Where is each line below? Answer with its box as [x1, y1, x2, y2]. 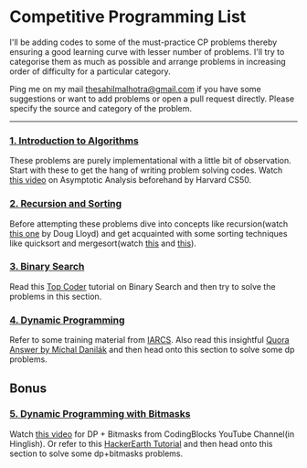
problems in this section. [9, 291, 102, 302]
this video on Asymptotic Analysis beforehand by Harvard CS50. [9, 175, 252, 186]
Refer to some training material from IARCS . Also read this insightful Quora [9, 335, 290, 346]
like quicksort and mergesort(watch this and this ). [9, 238, 196, 249]
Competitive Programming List [9, 6, 247, 27]
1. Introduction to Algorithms [9, 134, 139, 147]
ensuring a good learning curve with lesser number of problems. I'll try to [9, 46, 285, 57]
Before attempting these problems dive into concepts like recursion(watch [9, 218, 289, 229]
